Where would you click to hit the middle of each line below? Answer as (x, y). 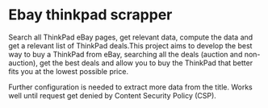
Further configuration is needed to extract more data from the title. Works (130, 87)
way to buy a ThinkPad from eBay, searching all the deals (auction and (126, 54)
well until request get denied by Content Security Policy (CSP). (112, 95)
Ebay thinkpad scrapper (90, 15)
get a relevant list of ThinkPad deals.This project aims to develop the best (130, 45)
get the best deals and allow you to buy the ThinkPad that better (146, 63)
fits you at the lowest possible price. (69, 71)
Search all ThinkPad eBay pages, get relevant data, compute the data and (131, 37)
